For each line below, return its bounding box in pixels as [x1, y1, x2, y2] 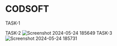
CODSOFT [5, 3, 49, 15]
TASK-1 [5, 20, 20, 26]
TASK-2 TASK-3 [5, 30, 112, 36]
